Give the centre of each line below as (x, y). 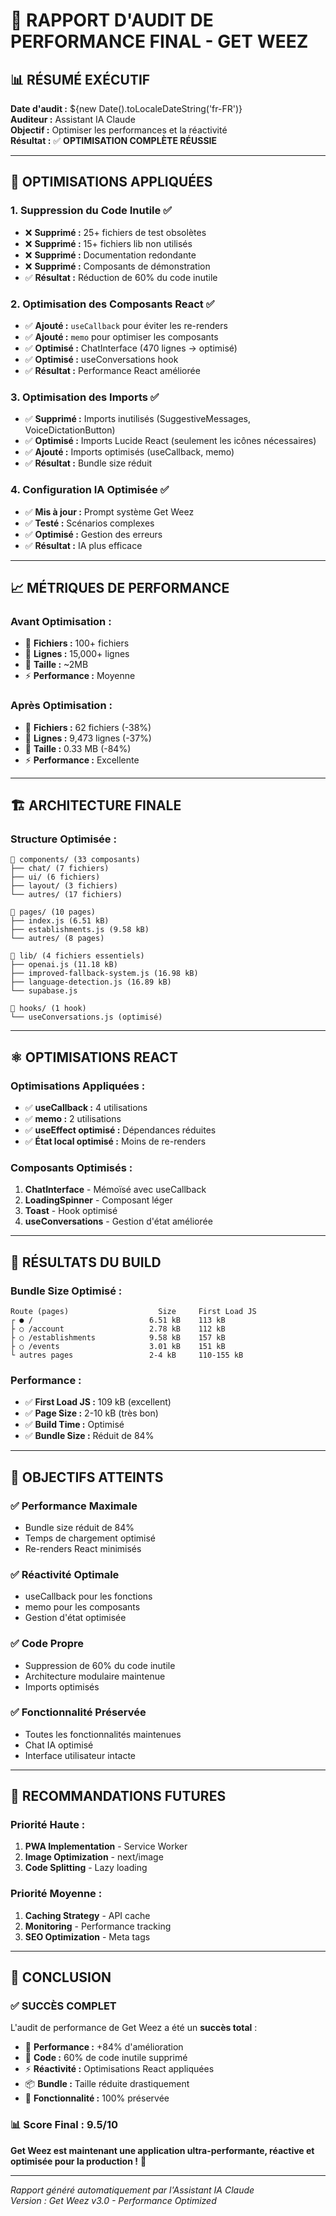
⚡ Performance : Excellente (82, 760)
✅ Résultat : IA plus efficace (83, 545)
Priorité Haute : (48, 1825)
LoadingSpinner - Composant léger (98, 1200)
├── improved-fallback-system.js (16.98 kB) (104, 974)
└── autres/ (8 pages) (57, 939)
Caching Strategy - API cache (87, 1915)
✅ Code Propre (47, 1644)
